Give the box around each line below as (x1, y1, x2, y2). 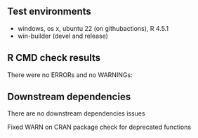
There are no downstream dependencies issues (7, 109, 145, 118)
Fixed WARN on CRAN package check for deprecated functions (7, 123, 192, 132)
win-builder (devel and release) (17, 32, 109, 40)
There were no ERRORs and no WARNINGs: (7, 70, 133, 79)
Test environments (7, 6, 91, 18)
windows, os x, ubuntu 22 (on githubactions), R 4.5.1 (17, 24, 169, 32)
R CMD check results (7, 52, 101, 64)
